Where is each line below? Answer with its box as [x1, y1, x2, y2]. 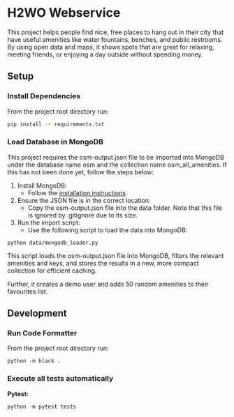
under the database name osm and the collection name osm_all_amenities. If [7, 160, 227, 169]
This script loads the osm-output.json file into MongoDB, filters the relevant [7, 251, 224, 259]
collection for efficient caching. [7, 266, 97, 275]
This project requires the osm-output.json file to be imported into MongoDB [7, 153, 225, 161]
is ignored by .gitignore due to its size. [27, 211, 138, 219]
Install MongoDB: [17, 181, 68, 190]
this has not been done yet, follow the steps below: [7, 167, 154, 176]
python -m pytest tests [7, 403, 77, 410]
